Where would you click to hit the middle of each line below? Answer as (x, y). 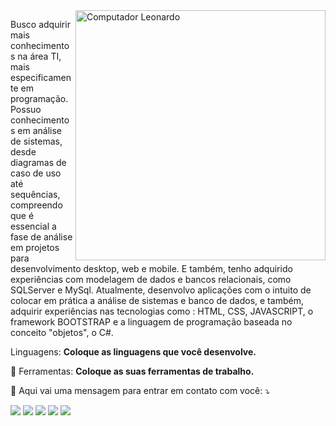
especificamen (41, 77)
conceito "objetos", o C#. (62, 332)
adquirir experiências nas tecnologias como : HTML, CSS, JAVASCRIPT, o (162, 311)
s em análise (36, 130)
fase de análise (41, 237)
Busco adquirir (40, 24)
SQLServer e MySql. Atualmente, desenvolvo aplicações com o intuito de (161, 290)
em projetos (35, 247)
